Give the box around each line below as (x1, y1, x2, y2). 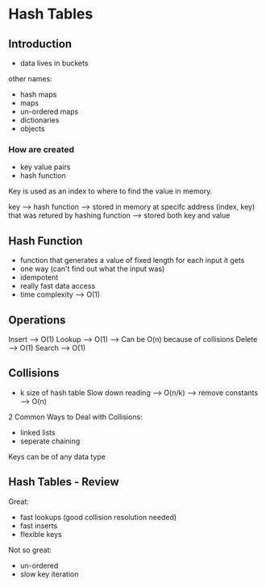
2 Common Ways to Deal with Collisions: (8, 412, 143, 422)
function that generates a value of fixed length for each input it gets (19, 256, 245, 265)
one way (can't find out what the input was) (19, 264, 165, 274)
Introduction (8, 37, 73, 51)
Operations (8, 313, 66, 327)
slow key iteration (19, 569, 79, 579)
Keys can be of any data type (8, 452, 106, 461)
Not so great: (8, 545, 52, 555)
